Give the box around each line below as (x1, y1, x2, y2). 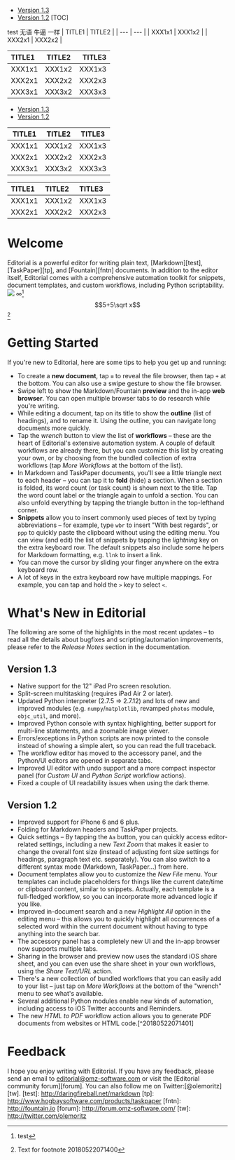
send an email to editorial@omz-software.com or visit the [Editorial (7, 1074, 200, 1083)
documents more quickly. (17, 424, 91, 432)
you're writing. (17, 401, 59, 410)
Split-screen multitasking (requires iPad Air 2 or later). (17, 689, 173, 698)
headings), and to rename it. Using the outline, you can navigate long (17, 416, 217, 425)
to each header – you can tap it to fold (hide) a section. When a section (17, 476, 222, 484)
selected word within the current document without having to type (17, 922, 208, 931)
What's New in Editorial (7, 605, 146, 620)
